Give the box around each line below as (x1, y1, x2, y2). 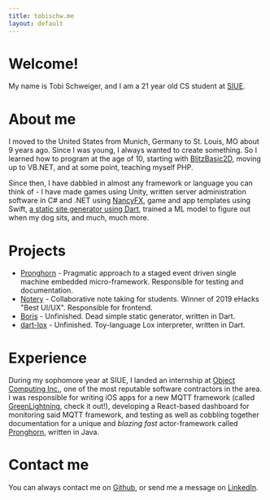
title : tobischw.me (8, 11, 75, 20)
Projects (8, 241, 67, 260)
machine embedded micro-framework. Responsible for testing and (20, 277, 244, 287)
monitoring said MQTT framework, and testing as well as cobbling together (8, 410, 259, 420)
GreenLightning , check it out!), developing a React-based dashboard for (8, 402, 250, 411)
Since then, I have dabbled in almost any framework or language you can (8, 178, 254, 188)
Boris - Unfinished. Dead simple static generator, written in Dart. (20, 311, 236, 321)
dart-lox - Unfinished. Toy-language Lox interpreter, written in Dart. (20, 320, 246, 330)
